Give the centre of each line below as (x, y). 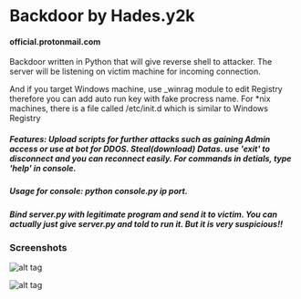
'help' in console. (43, 168)
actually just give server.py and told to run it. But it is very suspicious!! (146, 223)
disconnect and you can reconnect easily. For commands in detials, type (150, 158)
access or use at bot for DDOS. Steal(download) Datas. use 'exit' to (140, 149)
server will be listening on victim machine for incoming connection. (135, 72)
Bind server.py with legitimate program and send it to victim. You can (144, 214)
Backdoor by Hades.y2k (102, 16)
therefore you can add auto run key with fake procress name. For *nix (140, 99)
